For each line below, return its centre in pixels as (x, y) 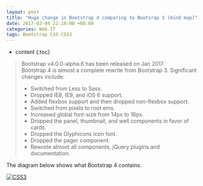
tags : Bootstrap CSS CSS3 (39, 35)
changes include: (43, 77)
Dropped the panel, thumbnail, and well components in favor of (109, 121)
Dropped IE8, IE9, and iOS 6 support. (77, 95)
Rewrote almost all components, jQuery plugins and (95, 147)
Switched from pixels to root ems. (73, 108)
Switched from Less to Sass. (66, 88)
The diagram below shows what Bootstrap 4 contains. (74, 165)
